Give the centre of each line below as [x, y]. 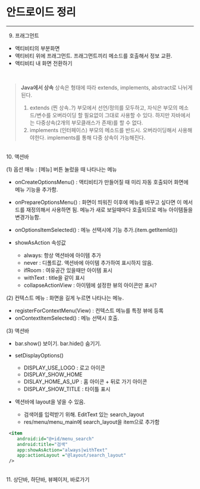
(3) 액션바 [18, 331]
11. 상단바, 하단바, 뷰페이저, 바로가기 [48, 479]
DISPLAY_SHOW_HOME [53, 374]
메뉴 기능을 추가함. [36, 190]
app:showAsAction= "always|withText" [62, 450]
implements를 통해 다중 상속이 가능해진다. [96, 137]
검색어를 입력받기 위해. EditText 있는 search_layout [84, 414]
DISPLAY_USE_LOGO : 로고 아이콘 [64, 368]
